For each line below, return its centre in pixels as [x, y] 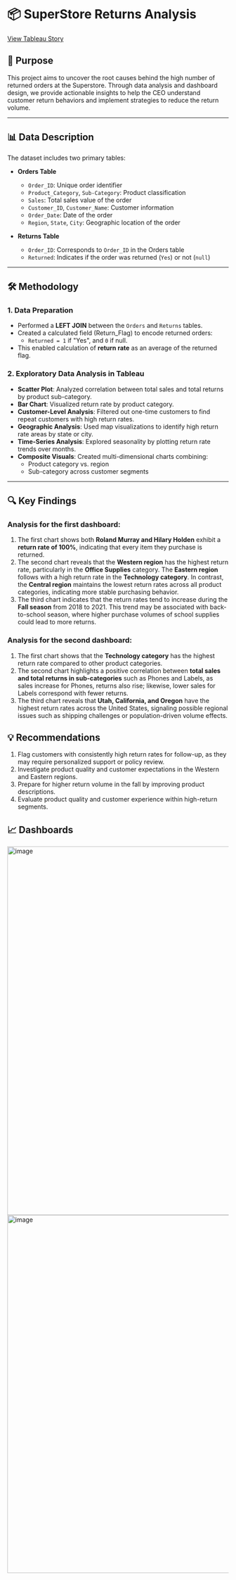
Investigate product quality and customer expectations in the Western [118, 769]
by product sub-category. [55, 396]
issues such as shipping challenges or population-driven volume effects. [123, 715]
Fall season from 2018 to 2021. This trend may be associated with [113, 607]
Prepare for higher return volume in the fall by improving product [111, 784]
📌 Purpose [31, 61]
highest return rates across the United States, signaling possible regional [123, 708]
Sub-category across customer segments [88, 471]
